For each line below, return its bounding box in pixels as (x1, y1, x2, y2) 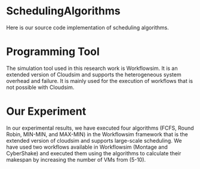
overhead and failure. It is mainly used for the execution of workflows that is (6, 77, 193, 84)
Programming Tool (6, 45, 100, 59)
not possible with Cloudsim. (6, 84, 75, 91)
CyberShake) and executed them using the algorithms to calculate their (6, 149, 181, 156)
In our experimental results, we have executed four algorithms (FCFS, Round (6, 124, 194, 131)
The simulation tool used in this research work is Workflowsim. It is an (6, 64, 178, 72)
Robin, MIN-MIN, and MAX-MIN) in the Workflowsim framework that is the (6, 130, 188, 138)
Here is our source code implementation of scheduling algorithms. (6, 24, 169, 31)
